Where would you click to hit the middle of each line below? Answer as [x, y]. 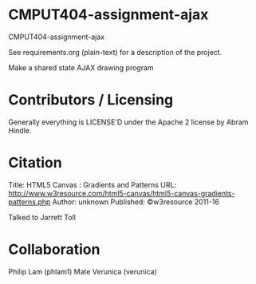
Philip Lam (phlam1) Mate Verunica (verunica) [83, 271]
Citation [35, 163]
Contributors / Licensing [91, 100]
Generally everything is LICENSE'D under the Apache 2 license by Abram [128, 122]
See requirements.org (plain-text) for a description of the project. [115, 52]
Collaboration [54, 250]
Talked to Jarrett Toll [42, 217]
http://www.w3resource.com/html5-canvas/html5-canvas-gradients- [122, 193]
